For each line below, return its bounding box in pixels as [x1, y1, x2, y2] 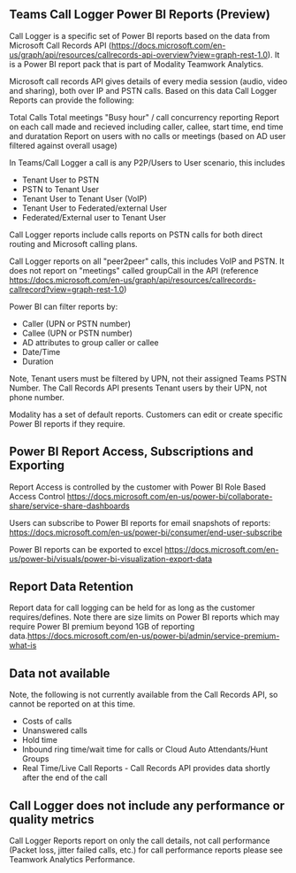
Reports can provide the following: [9, 95, 134, 105]
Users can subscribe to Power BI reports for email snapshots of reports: [9, 517, 271, 528]
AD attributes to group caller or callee [21, 336, 159, 348]
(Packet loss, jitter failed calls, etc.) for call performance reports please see [9, 845, 283, 855]
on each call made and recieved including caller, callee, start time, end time [9, 121, 284, 132]
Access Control [9, 491, 65, 501]
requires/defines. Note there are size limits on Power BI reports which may [9, 612, 280, 622]
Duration [21, 356, 54, 367]
